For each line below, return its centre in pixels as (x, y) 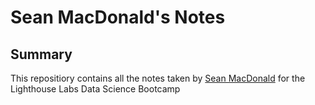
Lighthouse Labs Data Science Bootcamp (95, 89)
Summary (41, 54)
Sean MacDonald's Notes (118, 17)
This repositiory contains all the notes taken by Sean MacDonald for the (158, 78)
